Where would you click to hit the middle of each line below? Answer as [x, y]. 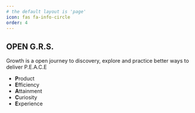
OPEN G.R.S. [30, 46]
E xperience [29, 104]
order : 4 [17, 22]
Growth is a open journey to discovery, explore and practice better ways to [97, 61]
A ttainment [29, 91]
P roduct [24, 79]
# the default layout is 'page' [46, 12]
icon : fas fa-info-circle [38, 17]
